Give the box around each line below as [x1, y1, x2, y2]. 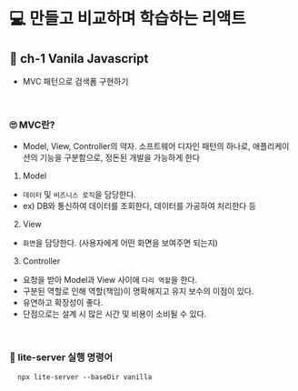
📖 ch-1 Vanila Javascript [9, 51, 149, 66]
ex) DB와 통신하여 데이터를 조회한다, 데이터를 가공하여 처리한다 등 [22, 201, 257, 212]
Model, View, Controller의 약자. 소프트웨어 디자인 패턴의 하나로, [22, 141, 252, 152]
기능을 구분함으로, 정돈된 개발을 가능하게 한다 [39, 152, 200, 164]
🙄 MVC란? [9, 118, 55, 131]
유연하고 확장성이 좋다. [22, 297, 104, 308]
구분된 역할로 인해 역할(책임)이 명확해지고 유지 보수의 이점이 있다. [22, 286, 254, 296]
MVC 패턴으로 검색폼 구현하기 [22, 76, 129, 86]
